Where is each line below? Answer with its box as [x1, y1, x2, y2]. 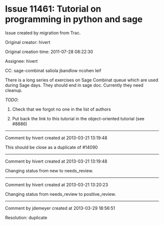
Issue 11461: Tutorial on [5, 3, 102, 15]
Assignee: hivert [5, 58, 38, 64]
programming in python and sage [5, 14, 143, 25]
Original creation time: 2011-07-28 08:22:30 [5, 49, 93, 55]
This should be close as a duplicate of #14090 [5, 144, 98, 150]
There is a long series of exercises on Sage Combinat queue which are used [5, 77, 159, 83]
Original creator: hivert [5, 39, 50, 45]
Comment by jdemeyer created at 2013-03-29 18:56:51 [5, 205, 116, 211]
